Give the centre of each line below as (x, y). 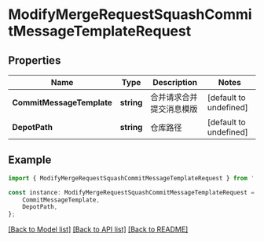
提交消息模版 (174, 109)
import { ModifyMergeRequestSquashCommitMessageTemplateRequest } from (128, 178)
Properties (35, 60)
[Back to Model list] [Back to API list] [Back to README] (98, 229)
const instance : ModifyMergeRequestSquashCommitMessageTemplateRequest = (132, 192)
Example (30, 160)
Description (175, 82)
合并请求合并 (174, 97)
